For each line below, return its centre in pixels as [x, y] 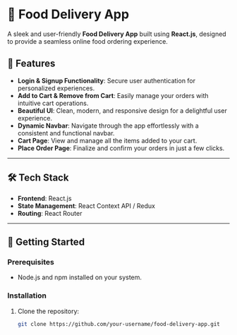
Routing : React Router [50, 213]
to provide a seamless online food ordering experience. [87, 41]
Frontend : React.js [44, 198]
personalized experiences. [56, 88]
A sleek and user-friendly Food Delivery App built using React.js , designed [117, 34]
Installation [27, 296]
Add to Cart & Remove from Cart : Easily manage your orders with [113, 95]
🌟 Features [31, 64]
